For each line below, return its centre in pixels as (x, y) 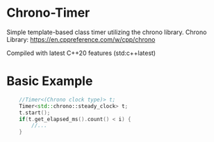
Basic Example (50, 81)
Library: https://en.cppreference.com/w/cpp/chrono (81, 39)
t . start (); (35, 113)
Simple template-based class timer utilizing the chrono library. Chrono (107, 32)
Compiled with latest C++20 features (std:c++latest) (81, 53)
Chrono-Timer (48, 13)
